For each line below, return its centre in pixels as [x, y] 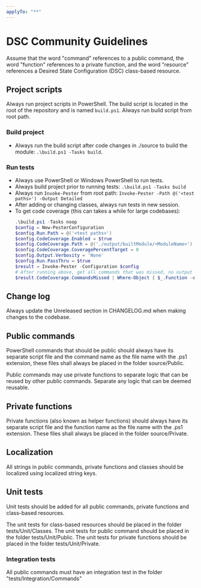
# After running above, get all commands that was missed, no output [104, 272]
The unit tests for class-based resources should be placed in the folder [94, 524]
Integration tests [31, 559]
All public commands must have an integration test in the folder [84, 572]
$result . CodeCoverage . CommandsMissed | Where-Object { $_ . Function [101, 278]
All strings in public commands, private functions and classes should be [95, 467]
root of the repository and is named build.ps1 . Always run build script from [99, 110]
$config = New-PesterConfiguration [59, 227]
